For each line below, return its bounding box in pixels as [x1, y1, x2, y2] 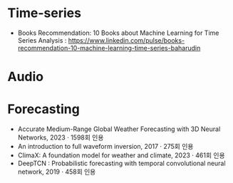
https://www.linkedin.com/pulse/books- [68, 36, 185, 44]
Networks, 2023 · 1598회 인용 [17, 133, 104, 142]
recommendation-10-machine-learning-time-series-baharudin [17, 43, 201, 52]
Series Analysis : [17, 36, 67, 44]
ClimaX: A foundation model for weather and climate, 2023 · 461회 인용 [17, 151, 226, 160]
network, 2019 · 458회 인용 [17, 167, 96, 176]
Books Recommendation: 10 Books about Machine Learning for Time [17, 28, 219, 37]
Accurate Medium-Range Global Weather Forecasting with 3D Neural [17, 125, 221, 133]
